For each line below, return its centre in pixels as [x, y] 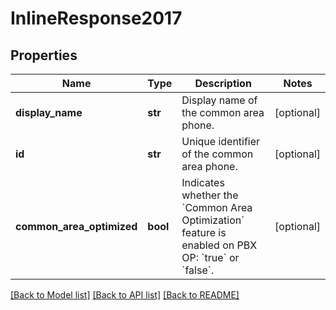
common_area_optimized [76, 226]
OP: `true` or [210, 257]
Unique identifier [221, 141]
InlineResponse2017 [96, 18]
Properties [44, 55]
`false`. [198, 270]
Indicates [203, 182]
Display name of [219, 100]
